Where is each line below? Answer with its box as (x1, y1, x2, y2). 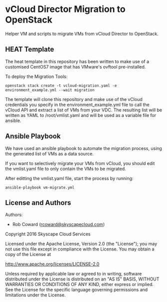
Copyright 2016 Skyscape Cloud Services (5, 231, 91, 237)
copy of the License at (5, 251, 51, 257)
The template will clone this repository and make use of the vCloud (5, 96, 143, 102)
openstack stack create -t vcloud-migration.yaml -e (5, 83, 117, 88)
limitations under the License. (5, 292, 66, 298)
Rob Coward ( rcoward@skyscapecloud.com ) (12, 221, 105, 227)
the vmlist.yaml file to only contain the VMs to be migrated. (5, 165, 126, 171)
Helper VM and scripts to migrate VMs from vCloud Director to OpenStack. (5, 30, 159, 36)
